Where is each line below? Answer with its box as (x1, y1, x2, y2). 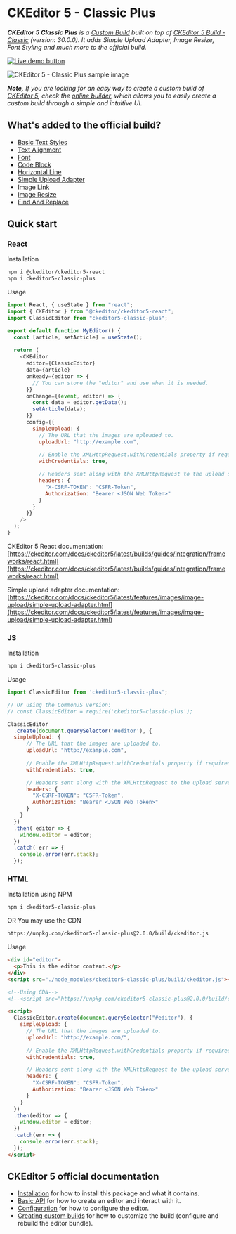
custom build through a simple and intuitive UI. (7, 98, 143, 107)
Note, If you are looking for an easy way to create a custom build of (7, 84, 205, 92)
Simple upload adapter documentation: (7, 585, 120, 594)
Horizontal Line (17, 167, 62, 176)
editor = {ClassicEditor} (25, 360, 96, 367)
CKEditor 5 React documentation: (7, 542, 104, 550)
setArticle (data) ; (32, 405, 86, 413)
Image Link (17, 183, 50, 191)
